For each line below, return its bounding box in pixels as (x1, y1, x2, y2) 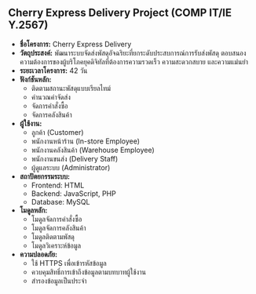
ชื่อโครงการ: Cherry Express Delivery (19, 39, 132, 49)
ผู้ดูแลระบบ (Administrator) (31, 162, 111, 172)
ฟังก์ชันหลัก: (19, 74, 52, 84)
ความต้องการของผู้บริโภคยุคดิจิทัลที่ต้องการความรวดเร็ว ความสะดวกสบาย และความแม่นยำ (19, 56, 249, 66)
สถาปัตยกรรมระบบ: (19, 172, 71, 181)
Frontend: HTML (31, 180, 85, 190)
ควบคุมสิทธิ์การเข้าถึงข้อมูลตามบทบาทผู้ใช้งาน (31, 267, 147, 277)
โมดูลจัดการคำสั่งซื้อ (31, 214, 82, 223)
